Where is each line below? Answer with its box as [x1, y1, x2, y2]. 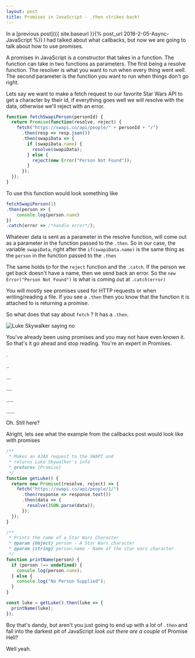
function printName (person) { [6, 557, 80, 563]
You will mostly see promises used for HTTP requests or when [6, 287, 156, 294]
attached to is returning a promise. [6, 300, 90, 307]
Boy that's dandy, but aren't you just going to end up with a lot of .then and [6, 621, 188, 628]
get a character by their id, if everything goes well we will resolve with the [6, 96, 184, 103]
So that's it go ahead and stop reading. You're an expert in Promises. [6, 340, 172, 347]
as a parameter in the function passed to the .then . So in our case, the [6, 239, 176, 246]
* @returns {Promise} [8, 464, 61, 470]
